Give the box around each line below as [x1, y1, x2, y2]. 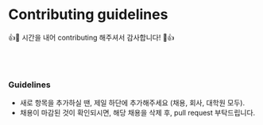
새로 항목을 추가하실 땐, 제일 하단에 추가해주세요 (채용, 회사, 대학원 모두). [19, 98, 245, 108]
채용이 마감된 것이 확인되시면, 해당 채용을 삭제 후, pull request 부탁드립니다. [19, 108, 256, 118]
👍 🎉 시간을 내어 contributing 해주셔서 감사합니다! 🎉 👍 [8, 32, 175, 42]
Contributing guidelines [8, 6, 168, 24]
